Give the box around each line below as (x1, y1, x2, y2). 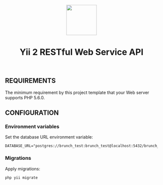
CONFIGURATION (5, 109, 59, 117)
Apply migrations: (5, 166, 40, 171)
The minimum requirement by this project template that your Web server (5, 90, 149, 95)
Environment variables (5, 123, 60, 130)
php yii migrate (5, 175, 38, 180)
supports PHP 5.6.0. (5, 94, 45, 100)
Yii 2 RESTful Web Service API (19, 46, 144, 58)
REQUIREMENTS (5, 77, 56, 85)
